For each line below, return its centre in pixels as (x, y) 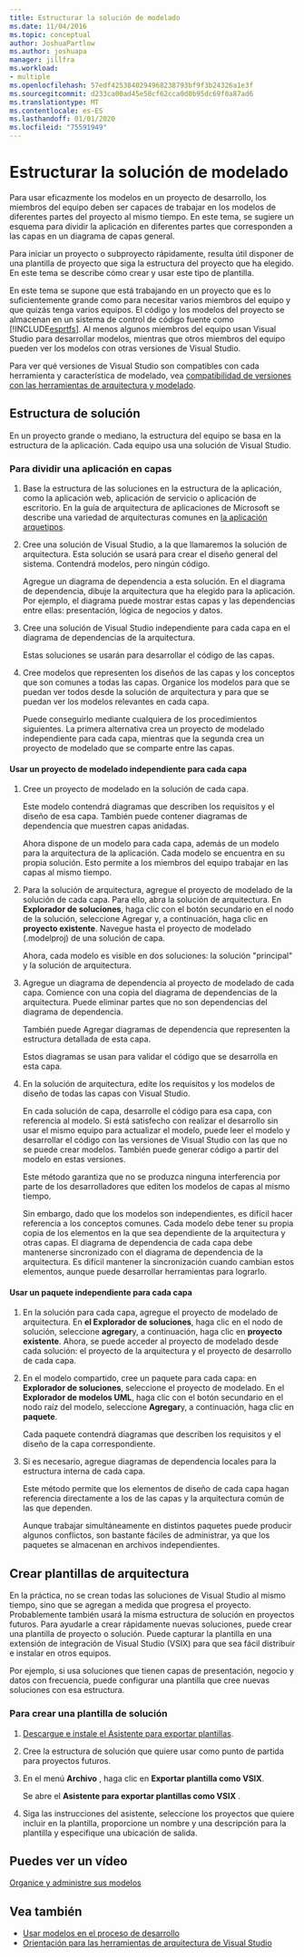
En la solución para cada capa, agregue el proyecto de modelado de (150, 1313)
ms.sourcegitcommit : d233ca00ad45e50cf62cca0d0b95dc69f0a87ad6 (132, 93)
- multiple (30, 77)
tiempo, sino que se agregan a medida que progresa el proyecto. (130, 1605)
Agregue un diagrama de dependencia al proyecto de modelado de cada (158, 983)
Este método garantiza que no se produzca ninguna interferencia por (152, 1177)
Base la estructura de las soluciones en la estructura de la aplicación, (152, 489)
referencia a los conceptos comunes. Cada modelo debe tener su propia (158, 1223)
